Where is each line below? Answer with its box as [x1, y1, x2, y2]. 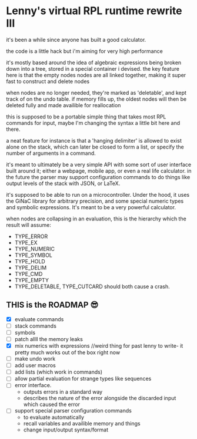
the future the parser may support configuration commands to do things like [6, 173, 191, 180]
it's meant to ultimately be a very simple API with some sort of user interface [6, 161, 192, 168]
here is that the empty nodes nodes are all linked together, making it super [6, 71, 186, 78]
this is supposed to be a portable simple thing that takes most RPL [6, 113, 166, 120]
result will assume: [6, 221, 51, 228]
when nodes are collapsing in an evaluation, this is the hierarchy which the [6, 215, 186, 222]
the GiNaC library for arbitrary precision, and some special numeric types [6, 197, 184, 204]
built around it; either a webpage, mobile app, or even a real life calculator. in [6, 167, 192, 174]
